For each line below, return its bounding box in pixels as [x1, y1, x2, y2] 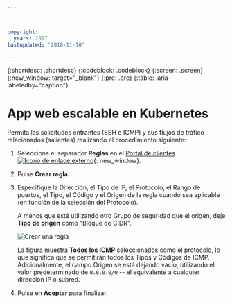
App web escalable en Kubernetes [7, 105, 209, 121]
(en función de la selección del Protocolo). [17, 199, 139, 207]
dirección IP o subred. [17, 276, 80, 284]
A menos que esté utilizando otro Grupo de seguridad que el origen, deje [17, 212, 226, 220]
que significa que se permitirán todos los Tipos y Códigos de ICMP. [17, 253, 210, 262]
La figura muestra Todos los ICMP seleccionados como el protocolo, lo [17, 246, 220, 254]
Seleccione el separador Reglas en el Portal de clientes [17, 149, 175, 158]
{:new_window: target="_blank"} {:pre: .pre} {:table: [7, 74, 154, 82]
